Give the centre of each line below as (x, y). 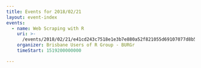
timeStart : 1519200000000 (49, 51)
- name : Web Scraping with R (48, 28)
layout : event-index (32, 17)
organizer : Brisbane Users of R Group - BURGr (76, 45)
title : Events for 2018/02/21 (44, 12)
